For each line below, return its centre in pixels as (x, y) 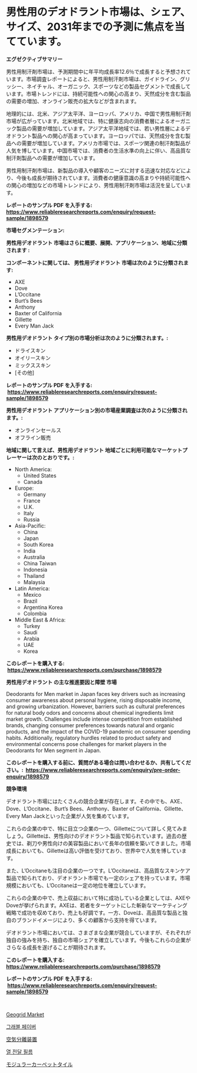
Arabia (31, 639)
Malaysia (34, 582)
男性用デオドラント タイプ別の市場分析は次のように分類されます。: (87, 338)
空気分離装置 (21, 1039)
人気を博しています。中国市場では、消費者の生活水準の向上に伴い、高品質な (98, 151)
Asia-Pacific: (30, 525)
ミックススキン (33, 365)
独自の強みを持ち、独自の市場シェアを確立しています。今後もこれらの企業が (98, 940)
